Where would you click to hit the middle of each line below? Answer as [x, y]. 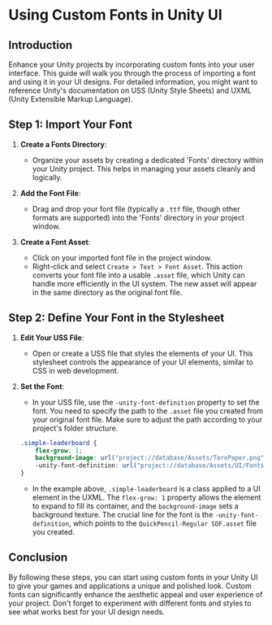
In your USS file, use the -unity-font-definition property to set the [146, 402]
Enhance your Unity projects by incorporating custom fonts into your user [132, 64]
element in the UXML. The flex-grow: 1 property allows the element [147, 497]
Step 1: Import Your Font [70, 125]
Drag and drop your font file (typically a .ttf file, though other [136, 208]
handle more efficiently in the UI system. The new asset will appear [145, 283]
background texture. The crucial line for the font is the [123, 515]
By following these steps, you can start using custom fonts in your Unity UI [133, 577]
